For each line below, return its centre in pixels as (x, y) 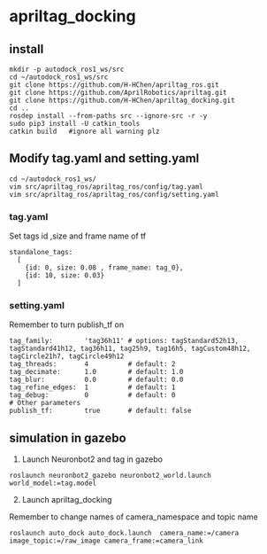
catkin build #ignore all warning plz (85, 131)
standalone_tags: (41, 253)
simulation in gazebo (68, 437)
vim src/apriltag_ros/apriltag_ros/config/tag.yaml (106, 187)
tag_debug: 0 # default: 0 (92, 395)
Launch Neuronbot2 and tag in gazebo (92, 459)
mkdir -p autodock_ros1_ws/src (67, 69)
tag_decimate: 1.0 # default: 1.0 (96, 372)
